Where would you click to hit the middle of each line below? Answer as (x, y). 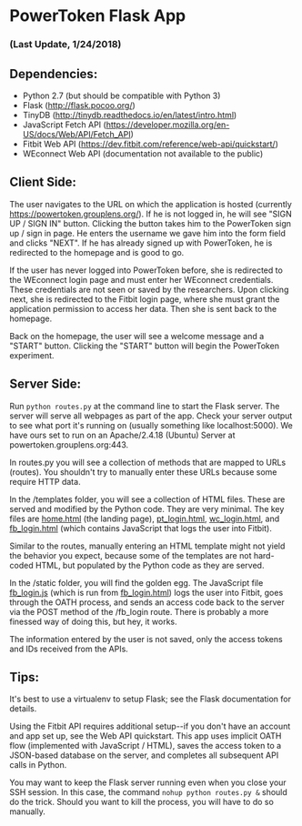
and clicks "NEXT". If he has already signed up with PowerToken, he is (141, 243)
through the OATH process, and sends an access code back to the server (147, 602)
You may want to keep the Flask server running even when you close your (148, 782)
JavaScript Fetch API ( (64, 125)
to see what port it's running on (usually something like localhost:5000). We (151, 425)
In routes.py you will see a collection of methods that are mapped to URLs (148, 462)
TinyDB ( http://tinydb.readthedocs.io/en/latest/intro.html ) (130, 115)
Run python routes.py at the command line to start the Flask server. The (145, 406)
